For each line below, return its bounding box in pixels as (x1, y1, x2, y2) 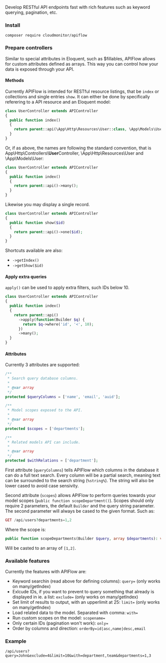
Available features (5, 557, 50, 564)
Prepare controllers (5, 44, 53, 51)
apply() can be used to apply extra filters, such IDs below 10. (5, 285, 130, 290)
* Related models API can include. (7, 440, 81, 445)
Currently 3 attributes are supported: (5, 362, 80, 368)
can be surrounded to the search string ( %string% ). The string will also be (5, 477, 154, 483)
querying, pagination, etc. (5, 9, 58, 15)
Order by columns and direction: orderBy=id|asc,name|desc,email (12, 625, 146, 631)
